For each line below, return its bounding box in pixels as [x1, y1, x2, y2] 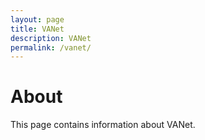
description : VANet [10, 33, 92, 43]
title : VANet [10, 24, 65, 34]
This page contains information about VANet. [10, 119, 196, 131]
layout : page [10, 14, 65, 25]
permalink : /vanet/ [10, 42, 92, 53]
